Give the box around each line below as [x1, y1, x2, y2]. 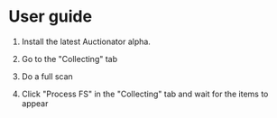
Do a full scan [21, 70, 73, 82]
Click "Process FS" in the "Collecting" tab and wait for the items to [21, 88, 269, 99]
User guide [8, 6, 92, 27]
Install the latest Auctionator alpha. [21, 36, 151, 47]
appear [21, 97, 49, 109]
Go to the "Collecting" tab [21, 53, 118, 64]
